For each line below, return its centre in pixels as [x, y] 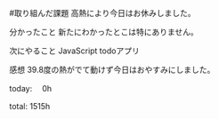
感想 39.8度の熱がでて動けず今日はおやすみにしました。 [112, 70]
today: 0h [31, 88]
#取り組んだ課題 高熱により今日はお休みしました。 [102, 13]
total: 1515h [30, 106]
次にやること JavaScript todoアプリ [74, 51]
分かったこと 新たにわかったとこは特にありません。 [104, 32]
